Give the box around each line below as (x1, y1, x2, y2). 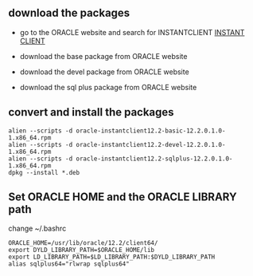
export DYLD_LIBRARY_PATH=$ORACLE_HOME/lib (8, 246, 155, 254)
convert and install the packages (8, 105, 174, 119)
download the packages (8, 6, 130, 20)
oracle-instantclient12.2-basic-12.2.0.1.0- (76, 127, 226, 135)
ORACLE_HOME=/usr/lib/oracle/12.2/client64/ (8, 239, 158, 247)
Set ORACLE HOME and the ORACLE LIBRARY (8, 191, 237, 204)
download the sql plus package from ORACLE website (19, 82, 197, 92)
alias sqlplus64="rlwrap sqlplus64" (8, 260, 130, 268)
